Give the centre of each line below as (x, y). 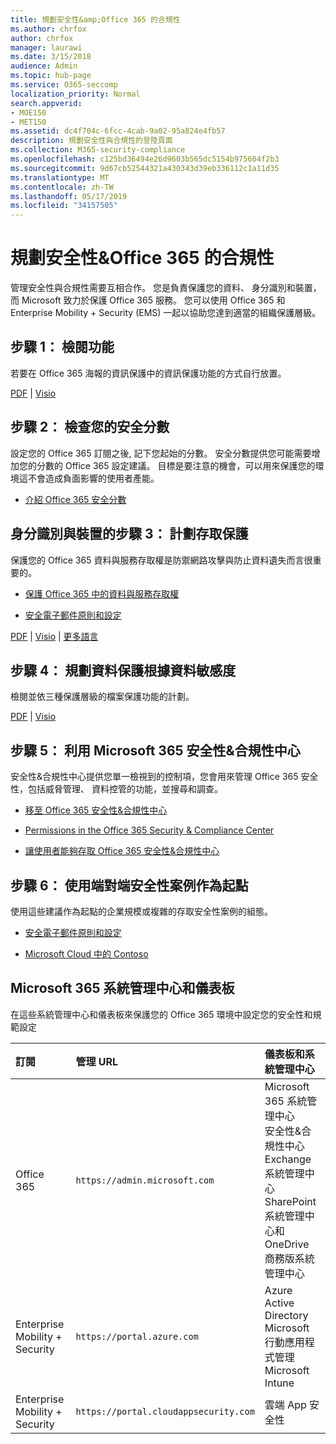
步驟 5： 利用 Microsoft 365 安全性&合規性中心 (155, 750)
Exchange (288, 1159)
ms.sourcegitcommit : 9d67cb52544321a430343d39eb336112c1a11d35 (145, 168)
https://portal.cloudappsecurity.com (165, 1411)
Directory (286, 1315)
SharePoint (290, 1201)
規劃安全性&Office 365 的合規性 (142, 258)
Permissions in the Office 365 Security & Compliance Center (149, 830)
